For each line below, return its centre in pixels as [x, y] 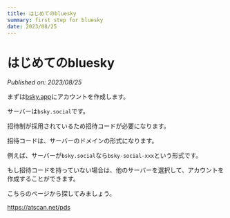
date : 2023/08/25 [32, 26]
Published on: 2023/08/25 [45, 82]
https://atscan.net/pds [39, 208]
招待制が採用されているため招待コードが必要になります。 [89, 126]
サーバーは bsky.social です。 [48, 111]
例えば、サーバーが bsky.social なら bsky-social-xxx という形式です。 [105, 156]
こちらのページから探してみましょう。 [61, 194]
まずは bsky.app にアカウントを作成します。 [68, 97]
